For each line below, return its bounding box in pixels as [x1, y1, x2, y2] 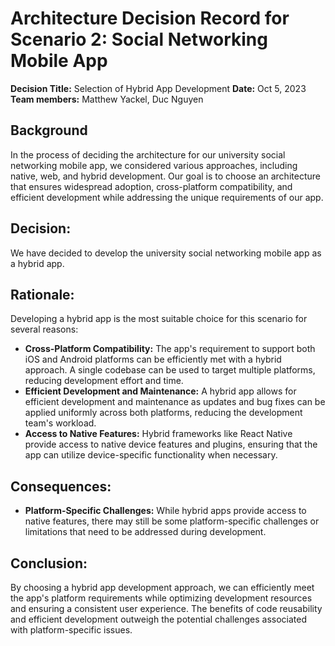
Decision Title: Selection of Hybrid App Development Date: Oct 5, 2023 [10, 82, 307, 94]
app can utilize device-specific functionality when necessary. [24, 449, 278, 461]
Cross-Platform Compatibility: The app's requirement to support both [24, 343, 316, 355]
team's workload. [24, 417, 97, 429]
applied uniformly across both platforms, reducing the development [24, 407, 303, 419]
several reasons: [10, 323, 79, 336]
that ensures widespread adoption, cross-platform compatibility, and [10, 180, 293, 192]
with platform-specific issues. [10, 624, 133, 636]
